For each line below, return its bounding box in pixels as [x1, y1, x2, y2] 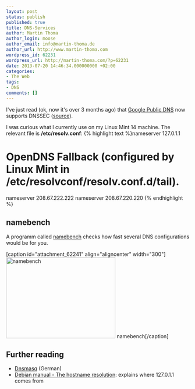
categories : [6, 68, 35, 74]
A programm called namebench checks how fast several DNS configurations [6, 233, 190, 240]
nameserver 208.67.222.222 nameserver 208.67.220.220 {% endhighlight [6, 194, 183, 202]
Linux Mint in [6, 162, 70, 176]
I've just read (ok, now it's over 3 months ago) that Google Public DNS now [6, 106, 186, 113]
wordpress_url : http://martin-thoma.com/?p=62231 [6, 57, 129, 63]
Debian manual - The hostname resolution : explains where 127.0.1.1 [14, 371, 175, 378]
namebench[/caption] [116, 332, 169, 339]
